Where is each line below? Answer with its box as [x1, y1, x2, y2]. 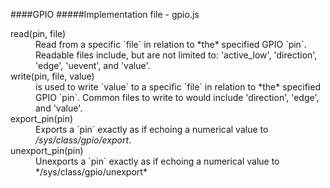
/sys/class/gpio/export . [35, 134, 132, 146]
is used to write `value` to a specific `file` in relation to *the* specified [35, 81, 321, 93]
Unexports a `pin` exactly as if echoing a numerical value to [35, 155, 280, 167]
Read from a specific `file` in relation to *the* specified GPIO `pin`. [35, 39, 307, 50]
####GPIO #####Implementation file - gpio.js [10, 9, 200, 20]
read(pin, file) [10, 28, 67, 39]
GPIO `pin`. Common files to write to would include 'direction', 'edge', [35, 92, 320, 103]
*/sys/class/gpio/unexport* [35, 166, 148, 178]
